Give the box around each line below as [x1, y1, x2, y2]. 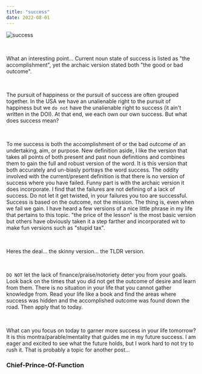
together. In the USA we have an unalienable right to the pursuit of [6, 98, 171, 105]
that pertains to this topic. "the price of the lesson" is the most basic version [6, 211, 196, 218]
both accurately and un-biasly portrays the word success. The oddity [6, 166, 179, 173]
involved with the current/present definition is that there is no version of [6, 172, 185, 179]
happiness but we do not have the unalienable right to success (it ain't [6, 104, 181, 111]
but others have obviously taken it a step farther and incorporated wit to [6, 218, 186, 225]
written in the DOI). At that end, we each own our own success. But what [6, 110, 187, 118]
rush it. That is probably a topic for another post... [6, 346, 130, 353]
